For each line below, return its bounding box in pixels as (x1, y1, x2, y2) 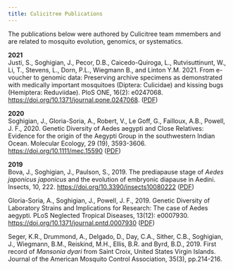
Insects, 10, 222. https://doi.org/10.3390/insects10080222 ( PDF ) (8, 182, 194, 191)
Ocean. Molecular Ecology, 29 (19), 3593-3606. (8, 139, 146, 148)
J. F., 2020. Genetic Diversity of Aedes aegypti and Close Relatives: (8, 124, 204, 132)
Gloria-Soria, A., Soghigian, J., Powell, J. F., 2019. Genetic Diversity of (8, 196, 210, 205)
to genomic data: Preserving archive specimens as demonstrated (33, 73, 222, 82)
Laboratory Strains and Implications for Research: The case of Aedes (8, 203, 208, 212)
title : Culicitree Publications (8, 10, 103, 18)
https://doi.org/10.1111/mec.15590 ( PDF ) (8, 146, 122, 155)
